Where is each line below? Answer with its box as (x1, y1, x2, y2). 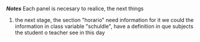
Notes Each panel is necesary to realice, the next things (6, 5, 144, 12)
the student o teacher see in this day (14, 29, 106, 36)
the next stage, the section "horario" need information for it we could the (14, 17, 194, 23)
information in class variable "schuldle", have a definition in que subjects (14, 23, 194, 30)
